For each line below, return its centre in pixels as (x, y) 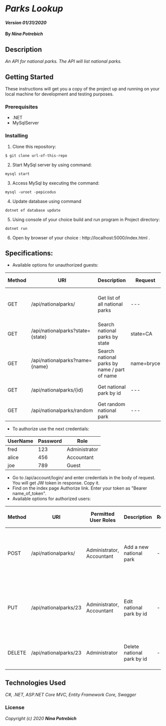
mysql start (17, 174)
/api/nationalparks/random (62, 410)
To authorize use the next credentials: (51, 429)
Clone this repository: (34, 146)
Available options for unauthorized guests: (55, 265)
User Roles (103, 520)
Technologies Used (35, 683)
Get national (112, 387)
